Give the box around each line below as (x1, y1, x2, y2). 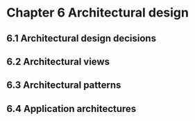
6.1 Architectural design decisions (6, 32, 157, 44)
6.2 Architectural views (6, 55, 110, 67)
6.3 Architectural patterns (6, 80, 121, 91)
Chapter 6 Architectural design (6, 5, 189, 21)
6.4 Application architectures (6, 102, 137, 115)
